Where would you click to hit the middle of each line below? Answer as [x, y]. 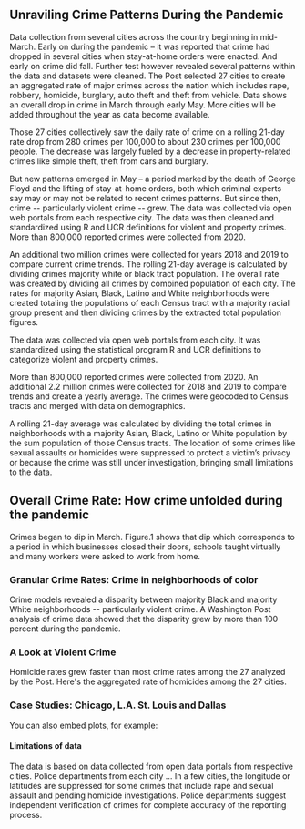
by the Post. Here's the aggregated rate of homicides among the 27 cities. [148, 681]
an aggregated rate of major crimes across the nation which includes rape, [149, 85]
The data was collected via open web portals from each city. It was [135, 340]
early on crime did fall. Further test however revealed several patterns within [152, 66]
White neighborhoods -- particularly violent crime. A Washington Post [140, 609]
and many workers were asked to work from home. [105, 556]
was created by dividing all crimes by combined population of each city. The [152, 283]
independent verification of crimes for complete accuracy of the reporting [148, 804]
